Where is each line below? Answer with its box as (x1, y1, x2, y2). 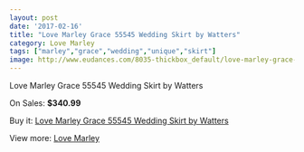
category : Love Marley (9, 38, 95, 48)
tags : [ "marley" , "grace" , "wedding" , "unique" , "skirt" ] (9, 47, 217, 56)
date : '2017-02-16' (9, 22, 83, 31)
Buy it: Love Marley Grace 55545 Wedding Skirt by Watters (9, 115, 229, 126)
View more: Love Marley (9, 133, 100, 143)
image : (9, 55, 34, 64)
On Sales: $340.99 (9, 98, 81, 109)
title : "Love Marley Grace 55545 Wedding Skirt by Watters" (9, 30, 242, 39)
